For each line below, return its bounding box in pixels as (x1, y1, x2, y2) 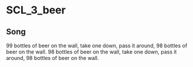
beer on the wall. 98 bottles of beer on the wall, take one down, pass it (6, 48, 177, 55)
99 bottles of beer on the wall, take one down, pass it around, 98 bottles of (6, 42, 188, 49)
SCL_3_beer (6, 3, 66, 17)
